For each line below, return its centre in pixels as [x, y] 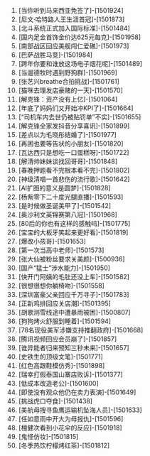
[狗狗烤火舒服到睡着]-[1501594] [65, 321]
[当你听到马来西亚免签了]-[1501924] [71, 10]
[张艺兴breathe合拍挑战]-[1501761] [69, 81]
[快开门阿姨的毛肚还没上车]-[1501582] [74, 277]
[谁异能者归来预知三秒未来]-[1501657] [74, 348]
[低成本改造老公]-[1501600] [58, 383]
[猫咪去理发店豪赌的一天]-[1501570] [71, 90]
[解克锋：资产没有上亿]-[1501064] [68, 99]
